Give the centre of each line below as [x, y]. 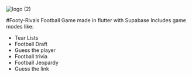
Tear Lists [26, 38]
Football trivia [31, 56]
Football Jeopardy [36, 62]
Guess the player [35, 50]
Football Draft [31, 44]
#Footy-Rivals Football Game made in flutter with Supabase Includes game [96, 20]
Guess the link [32, 69]
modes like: [20, 27]
